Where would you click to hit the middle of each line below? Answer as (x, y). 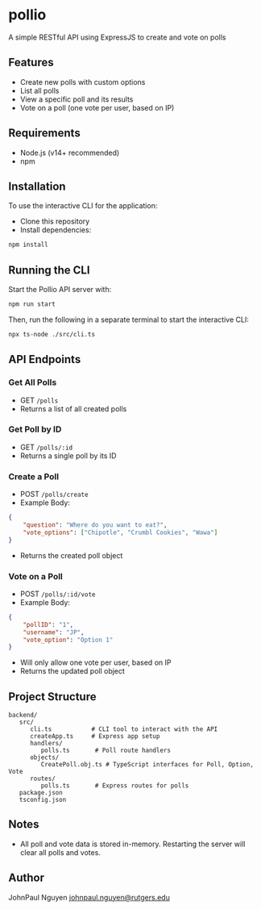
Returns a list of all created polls (73, 408)
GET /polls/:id (46, 447)
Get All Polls (33, 382)
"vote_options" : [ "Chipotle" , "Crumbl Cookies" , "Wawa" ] (120, 532)
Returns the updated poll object (72, 671)
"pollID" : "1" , (48, 624)
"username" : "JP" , (54, 632)
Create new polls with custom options (83, 81)
